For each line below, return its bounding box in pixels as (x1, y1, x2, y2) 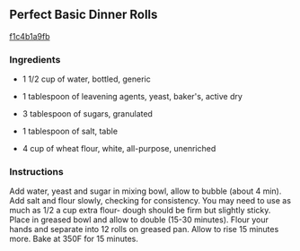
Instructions (9, 166, 65, 178)
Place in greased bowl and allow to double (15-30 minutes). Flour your (9, 214, 269, 225)
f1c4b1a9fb (9, 30, 51, 41)
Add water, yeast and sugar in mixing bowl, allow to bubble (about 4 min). (9, 186, 282, 196)
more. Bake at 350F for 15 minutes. (9, 233, 139, 245)
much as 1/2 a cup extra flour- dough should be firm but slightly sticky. (9, 205, 271, 216)
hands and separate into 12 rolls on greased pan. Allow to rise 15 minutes (9, 224, 279, 235)
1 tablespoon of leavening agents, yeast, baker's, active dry (22, 91, 243, 102)
